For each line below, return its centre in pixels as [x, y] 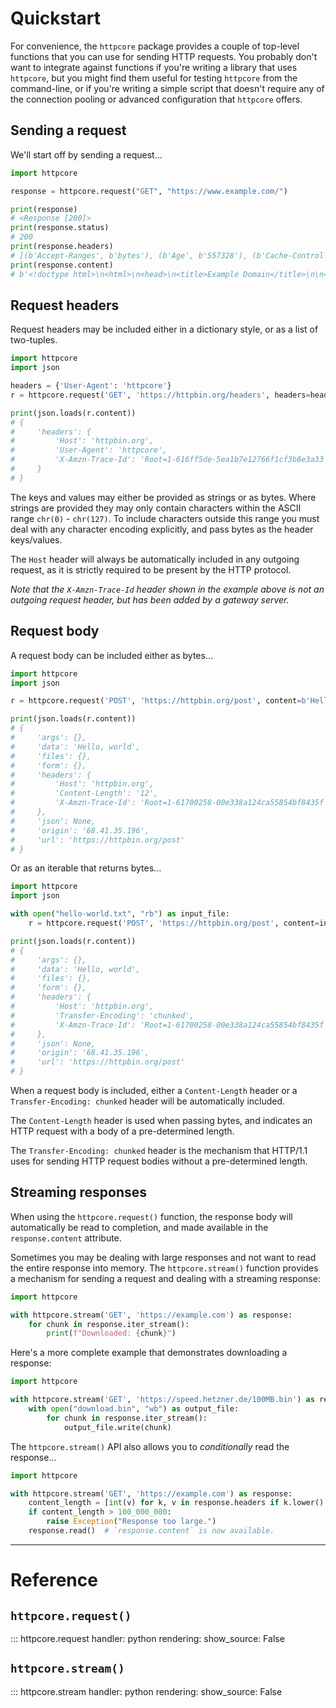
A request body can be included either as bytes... [112, 655]
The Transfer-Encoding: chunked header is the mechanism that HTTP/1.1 [159, 1150]
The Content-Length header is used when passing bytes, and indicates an [161, 1120]
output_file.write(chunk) [117, 1427]
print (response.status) [60, 228]
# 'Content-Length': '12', [84, 793]
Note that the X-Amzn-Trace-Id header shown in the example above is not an [167, 589]
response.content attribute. [66, 1238]
